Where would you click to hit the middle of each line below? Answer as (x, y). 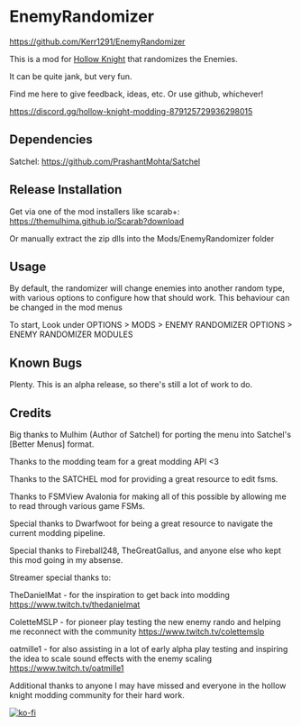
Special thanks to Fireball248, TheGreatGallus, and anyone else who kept (146, 550)
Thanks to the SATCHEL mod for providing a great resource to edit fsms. (144, 479)
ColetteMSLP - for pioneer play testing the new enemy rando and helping (145, 622)
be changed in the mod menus (66, 307)
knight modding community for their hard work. (97, 695)
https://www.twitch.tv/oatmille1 (67, 668)
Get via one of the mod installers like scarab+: (95, 211)
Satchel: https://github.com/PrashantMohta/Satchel (105, 161)
